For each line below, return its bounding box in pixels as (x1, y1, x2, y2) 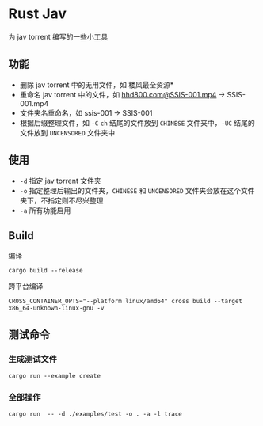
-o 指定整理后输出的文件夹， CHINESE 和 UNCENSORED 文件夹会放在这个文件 (19, 185, 255, 195)
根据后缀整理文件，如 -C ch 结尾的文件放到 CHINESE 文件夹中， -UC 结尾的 (19, 118, 255, 127)
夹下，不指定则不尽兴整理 (19, 196, 104, 205)
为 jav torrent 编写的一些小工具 (8, 32, 109, 41)
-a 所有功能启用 (19, 205, 71, 215)
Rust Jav (8, 5, 67, 23)
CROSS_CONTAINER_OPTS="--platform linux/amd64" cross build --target (8, 298, 243, 306)
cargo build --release (8, 267, 83, 275)
